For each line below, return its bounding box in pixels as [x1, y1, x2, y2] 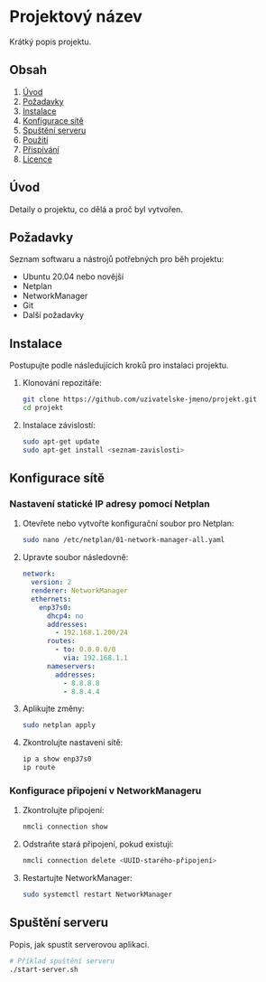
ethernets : [31, 594, 72, 603]
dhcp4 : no [46, 612, 84, 621]
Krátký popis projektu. [9, 36, 92, 47]
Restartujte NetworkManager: [22, 873, 133, 884]
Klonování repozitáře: [22, 378, 102, 388]
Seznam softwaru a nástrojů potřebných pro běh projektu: [9, 254, 225, 265]
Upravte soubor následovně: [22, 552, 129, 563]
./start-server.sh [9, 965, 78, 974]
